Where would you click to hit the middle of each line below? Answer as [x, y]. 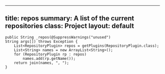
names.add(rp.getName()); [49, 58]
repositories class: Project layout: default [69, 26]
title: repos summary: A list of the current [69, 18]
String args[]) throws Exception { [41, 41]
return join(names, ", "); [41, 63]
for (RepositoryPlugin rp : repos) [50, 54]
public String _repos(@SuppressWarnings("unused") [58, 37]
